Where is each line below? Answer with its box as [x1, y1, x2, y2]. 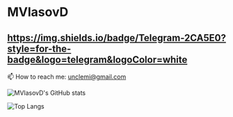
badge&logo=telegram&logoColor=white [7, 54, 188, 65]
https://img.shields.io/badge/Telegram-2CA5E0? [7, 32, 226, 44]
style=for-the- [7, 42, 72, 54]
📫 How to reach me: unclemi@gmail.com [7, 72, 127, 81]
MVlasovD [7, 4, 69, 20]
